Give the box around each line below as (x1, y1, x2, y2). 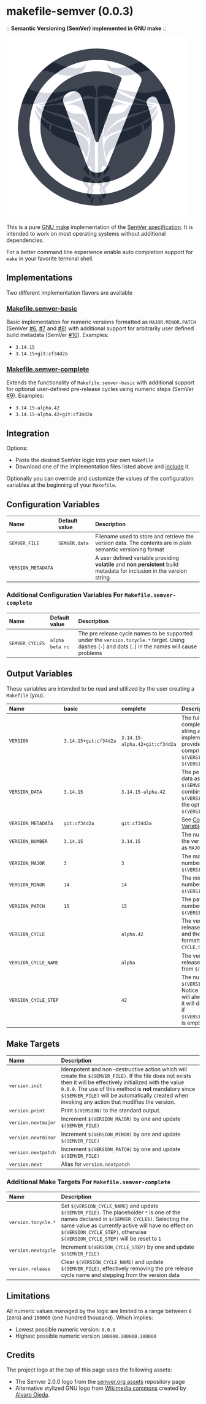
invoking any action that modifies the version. (61, 1098, 176, 1106)
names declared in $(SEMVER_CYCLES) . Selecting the (61, 1215, 189, 1222)
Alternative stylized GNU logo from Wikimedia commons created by (15, 1384, 186, 1392)
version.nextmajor (9, 1119, 56, 1126)
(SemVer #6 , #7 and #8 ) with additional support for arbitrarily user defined (6, 325, 194, 332)
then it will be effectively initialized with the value (61, 1079, 185, 1086)
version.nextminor (9, 1134, 56, 1141)
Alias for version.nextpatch (61, 1160, 131, 1168)
